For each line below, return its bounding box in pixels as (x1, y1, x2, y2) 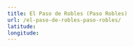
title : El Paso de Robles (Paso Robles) (7, 10, 128, 17)
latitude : (7, 23, 37, 30)
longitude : (7, 29, 39, 37)
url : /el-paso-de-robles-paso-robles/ (7, 17, 121, 23)
